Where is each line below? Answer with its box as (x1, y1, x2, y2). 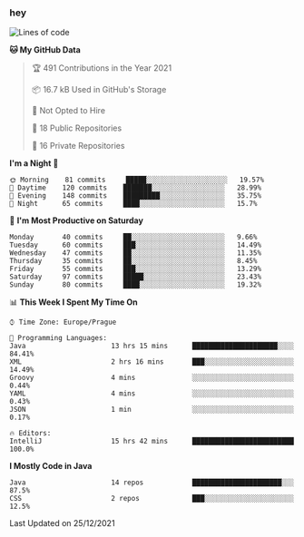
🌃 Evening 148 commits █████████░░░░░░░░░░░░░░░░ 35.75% (9, 191, 261, 200)
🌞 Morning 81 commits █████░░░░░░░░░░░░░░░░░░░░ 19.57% (9, 175, 265, 185)
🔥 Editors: (9, 429, 52, 438)
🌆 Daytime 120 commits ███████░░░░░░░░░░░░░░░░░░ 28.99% (9, 183, 261, 192)
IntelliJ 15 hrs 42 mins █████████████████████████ (9, 437, 295, 446)
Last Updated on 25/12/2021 (9, 518, 115, 529)
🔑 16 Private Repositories (31, 141, 125, 151)
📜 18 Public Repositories (31, 122, 123, 133)
